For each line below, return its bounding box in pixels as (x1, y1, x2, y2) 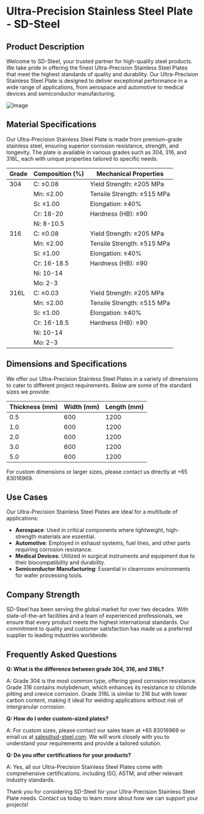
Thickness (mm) (9, 402, 58, 411)
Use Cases (6, 492, 48, 503)
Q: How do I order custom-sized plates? (6, 715, 109, 723)
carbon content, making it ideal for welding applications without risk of (6, 696, 184, 704)
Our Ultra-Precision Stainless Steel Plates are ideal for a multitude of (6, 508, 178, 515)
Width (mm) (63, 402, 100, 411)
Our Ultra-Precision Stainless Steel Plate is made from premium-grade (6, 135, 183, 143)
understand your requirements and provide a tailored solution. (6, 740, 162, 747)
